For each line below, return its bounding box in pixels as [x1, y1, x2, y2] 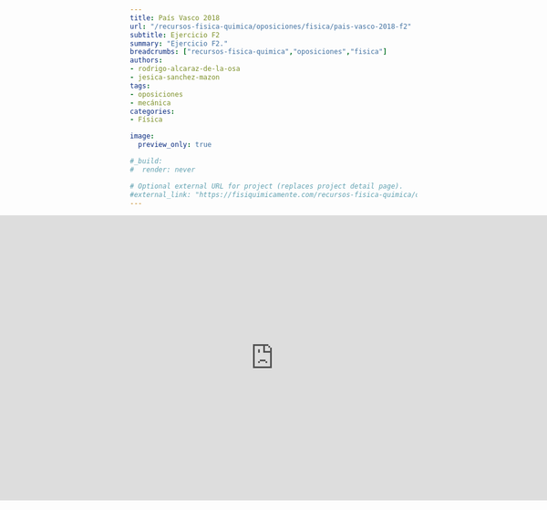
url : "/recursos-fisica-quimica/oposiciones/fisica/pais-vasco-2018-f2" [129, 22, 412, 31]
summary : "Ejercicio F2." [129, 38, 228, 48]
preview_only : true [138, 141, 212, 150]
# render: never [129, 165, 196, 174]
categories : [129, 107, 175, 116]
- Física [129, 115, 163, 124]
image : [129, 131, 155, 141]
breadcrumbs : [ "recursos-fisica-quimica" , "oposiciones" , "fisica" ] [129, 47, 387, 57]
